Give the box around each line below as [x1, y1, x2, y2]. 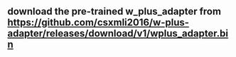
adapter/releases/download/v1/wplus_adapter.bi [7, 27, 229, 39]
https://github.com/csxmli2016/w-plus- [7, 17, 190, 29]
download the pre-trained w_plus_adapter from [7, 6, 222, 18]
